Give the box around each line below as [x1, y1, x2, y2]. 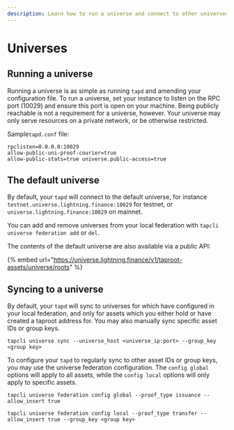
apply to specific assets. [7, 378, 77, 387]
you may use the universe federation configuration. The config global [7, 364, 209, 372]
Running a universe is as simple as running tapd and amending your [7, 87, 201, 95]
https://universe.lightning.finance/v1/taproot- [53, 255, 182, 264]
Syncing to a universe [7, 283, 104, 295]
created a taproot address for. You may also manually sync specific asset [7, 317, 217, 325]
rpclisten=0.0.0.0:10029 [7, 143, 79, 150]
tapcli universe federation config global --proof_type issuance [7, 392, 201, 399]
